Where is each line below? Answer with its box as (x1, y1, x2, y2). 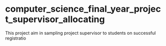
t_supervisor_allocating (5, 14, 105, 25)
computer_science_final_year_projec (5, 3, 161, 15)
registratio (5, 35, 26, 41)
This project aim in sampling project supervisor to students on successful (5, 30, 156, 36)
